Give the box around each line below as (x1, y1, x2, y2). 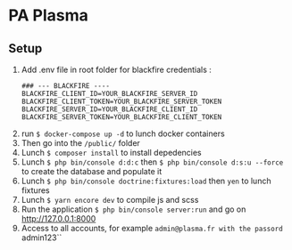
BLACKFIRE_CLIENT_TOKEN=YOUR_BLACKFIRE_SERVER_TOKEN (21, 97, 222, 106)
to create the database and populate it (21, 166, 163, 176)
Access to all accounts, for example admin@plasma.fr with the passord (21, 223, 283, 233)
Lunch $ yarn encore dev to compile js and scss (21, 195, 199, 205)
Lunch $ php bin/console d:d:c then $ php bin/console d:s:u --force (21, 157, 284, 167)
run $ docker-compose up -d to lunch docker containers (21, 128, 225, 139)
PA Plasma (8, 5, 88, 26)
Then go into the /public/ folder (21, 138, 140, 148)
